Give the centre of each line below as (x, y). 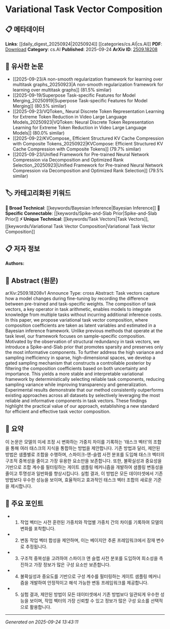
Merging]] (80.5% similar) (39, 106)
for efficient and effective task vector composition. (58, 412)
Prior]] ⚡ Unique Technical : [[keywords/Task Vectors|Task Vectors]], (77, 219)
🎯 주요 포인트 (25, 504)
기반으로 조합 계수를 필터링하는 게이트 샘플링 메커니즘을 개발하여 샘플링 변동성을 (84, 467)
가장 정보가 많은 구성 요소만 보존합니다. (72, 564)
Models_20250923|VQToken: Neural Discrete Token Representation (83, 122)
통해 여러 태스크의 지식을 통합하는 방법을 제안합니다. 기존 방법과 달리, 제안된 (85, 448)
